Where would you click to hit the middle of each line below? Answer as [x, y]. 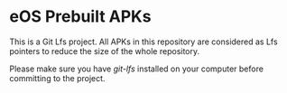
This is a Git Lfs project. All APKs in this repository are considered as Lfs [143, 42]
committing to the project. [57, 78]
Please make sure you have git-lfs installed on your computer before [137, 69]
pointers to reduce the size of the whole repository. [105, 51]
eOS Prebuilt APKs [80, 17]
